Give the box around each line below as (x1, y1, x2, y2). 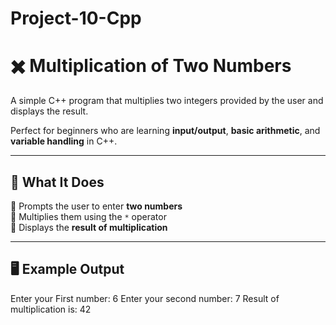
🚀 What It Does (10, 173, 105, 191)
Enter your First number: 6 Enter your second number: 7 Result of (10, 292, 280, 304)
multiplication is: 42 (10, 303, 92, 315)
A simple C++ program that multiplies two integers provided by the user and (10, 95, 324, 107)
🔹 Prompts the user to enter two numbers (10, 200, 183, 212)
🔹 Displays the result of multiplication (10, 221, 168, 233)
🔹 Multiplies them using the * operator (10, 210, 167, 222)
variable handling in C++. (10, 135, 118, 147)
